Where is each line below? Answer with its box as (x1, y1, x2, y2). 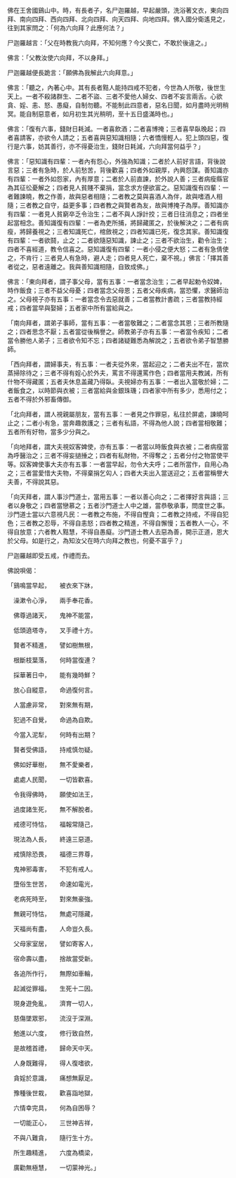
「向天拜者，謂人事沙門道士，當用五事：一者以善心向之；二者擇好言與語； (7, 492, 223, 501)
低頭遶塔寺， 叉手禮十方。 (13, 626, 97, 634)
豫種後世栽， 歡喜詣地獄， (13, 1089, 97, 1097)
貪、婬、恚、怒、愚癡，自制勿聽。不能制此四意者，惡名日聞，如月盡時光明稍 (7, 101, 229, 109)
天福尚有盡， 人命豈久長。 (13, 924, 97, 933)
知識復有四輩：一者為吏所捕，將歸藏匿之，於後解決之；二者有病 (44, 218, 229, 227)
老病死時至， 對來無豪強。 (13, 895, 97, 903)
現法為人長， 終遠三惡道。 (13, 835, 97, 843)
